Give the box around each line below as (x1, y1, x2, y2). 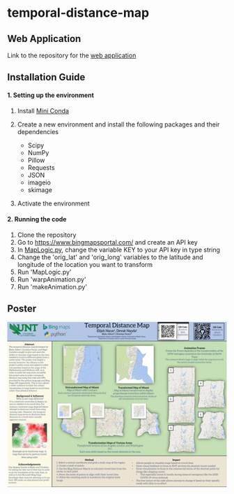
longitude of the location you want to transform (17, 260, 153, 268)
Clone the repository (17, 231, 77, 239)
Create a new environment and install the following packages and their (17, 120, 220, 129)
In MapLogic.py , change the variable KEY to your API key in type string (17, 245, 221, 254)
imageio (27, 178, 51, 187)
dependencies (17, 127, 59, 136)
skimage (27, 185, 52, 194)
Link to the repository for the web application (7, 51, 136, 59)
